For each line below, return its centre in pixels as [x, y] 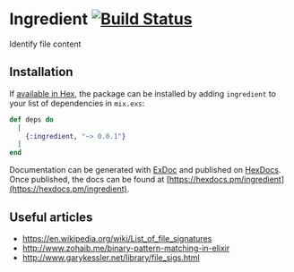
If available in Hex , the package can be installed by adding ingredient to [143, 93]
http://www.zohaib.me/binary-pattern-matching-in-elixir [126, 248]
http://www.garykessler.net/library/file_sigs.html [111, 257]
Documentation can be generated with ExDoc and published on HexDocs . [145, 170]
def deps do [31, 119]
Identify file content [45, 44]
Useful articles [51, 217]
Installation [41, 72]
